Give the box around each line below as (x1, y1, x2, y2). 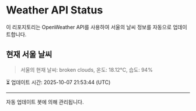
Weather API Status (6, 4, 103, 17)
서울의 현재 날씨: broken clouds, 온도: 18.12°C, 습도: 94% (20, 66, 153, 73)
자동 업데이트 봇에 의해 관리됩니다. (6, 98, 84, 105)
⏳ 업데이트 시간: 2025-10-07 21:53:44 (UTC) (6, 78, 111, 85)
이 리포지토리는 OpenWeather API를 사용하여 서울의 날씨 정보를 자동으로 (6, 23, 172, 30)
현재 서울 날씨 (6, 50, 52, 60)
